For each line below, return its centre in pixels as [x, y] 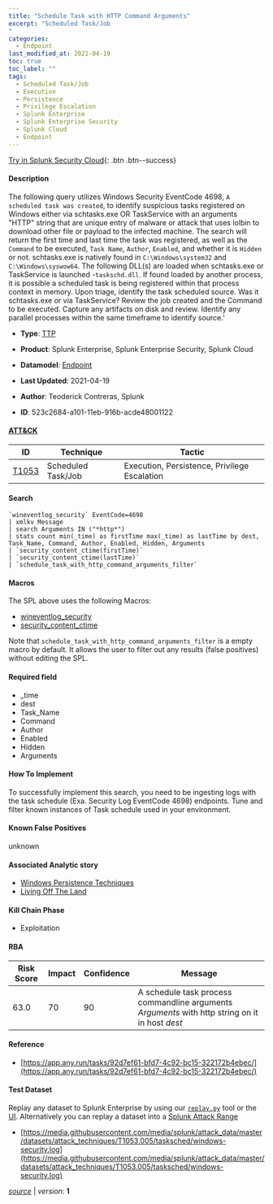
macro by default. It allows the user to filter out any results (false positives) [134, 650]
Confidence [106, 973]
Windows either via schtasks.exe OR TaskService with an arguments [123, 214]
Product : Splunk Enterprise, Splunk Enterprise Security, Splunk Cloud [136, 349]
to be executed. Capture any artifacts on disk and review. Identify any [125, 309]
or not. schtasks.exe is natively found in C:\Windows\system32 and [118, 257]
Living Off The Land [53, 892]
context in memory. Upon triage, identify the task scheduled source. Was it [134, 291]
